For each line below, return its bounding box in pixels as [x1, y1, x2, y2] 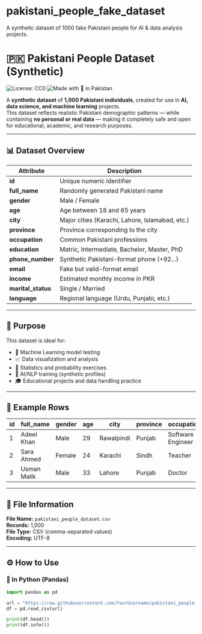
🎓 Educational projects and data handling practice [14, 377, 141, 384]
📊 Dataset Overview [6, 146, 85, 156]
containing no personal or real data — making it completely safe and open [6, 115, 191, 123]
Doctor [168, 469, 188, 477]
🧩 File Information [6, 499, 74, 509]
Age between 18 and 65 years [60, 206, 146, 214]
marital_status [9, 284, 52, 292]
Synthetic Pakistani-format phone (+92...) [60, 254, 179, 263]
